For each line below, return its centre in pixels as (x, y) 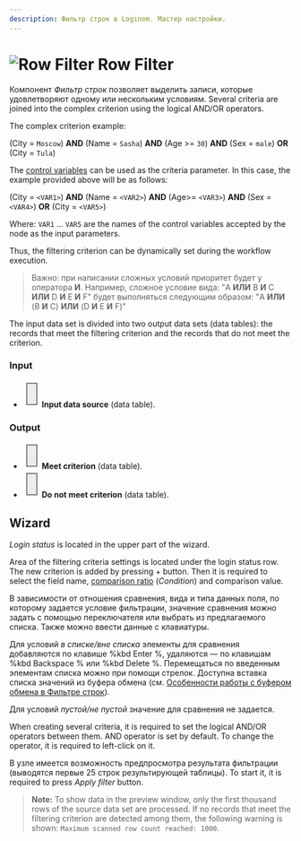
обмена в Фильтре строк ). (60, 691)
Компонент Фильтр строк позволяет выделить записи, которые (131, 89)
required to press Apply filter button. (77, 782)
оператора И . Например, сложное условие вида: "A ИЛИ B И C (153, 287)
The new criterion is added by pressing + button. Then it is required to (139, 571)
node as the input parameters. (65, 233)
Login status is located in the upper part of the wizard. (110, 544)
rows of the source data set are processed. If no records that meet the (161, 809)
